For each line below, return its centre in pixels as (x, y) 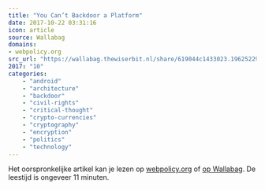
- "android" (42, 81)
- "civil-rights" (51, 103)
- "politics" (44, 139)
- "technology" (47, 147)
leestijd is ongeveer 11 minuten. (59, 177)
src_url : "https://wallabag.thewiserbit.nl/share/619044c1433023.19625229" (135, 60)
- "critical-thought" (58, 111)
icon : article (32, 30)
